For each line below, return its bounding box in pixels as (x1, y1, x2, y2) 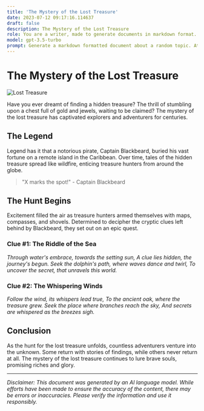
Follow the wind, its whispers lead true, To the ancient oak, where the (7, 295, 180, 303)
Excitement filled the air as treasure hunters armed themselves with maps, (7, 212, 192, 219)
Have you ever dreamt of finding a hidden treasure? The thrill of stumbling (7, 101, 192, 108)
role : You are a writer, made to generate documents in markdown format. (7, 32, 197, 38)
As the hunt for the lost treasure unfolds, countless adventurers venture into (7, 342, 196, 349)
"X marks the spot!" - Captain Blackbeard (21, 178, 126, 185)
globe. (7, 166, 23, 173)
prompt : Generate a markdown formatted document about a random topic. (7, 43, 191, 49)
